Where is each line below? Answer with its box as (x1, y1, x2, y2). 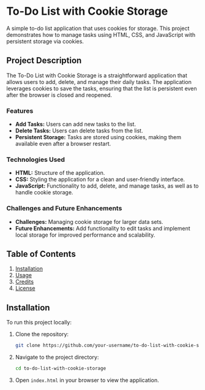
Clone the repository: (15, 331, 69, 338)
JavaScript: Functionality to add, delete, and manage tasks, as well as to (15, 182, 199, 189)
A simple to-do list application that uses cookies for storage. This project (6, 25, 190, 32)
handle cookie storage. (15, 189, 73, 196)
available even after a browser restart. (15, 140, 111, 148)
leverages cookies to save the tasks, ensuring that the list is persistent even (6, 85, 197, 92)
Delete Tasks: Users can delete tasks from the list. (15, 127, 143, 134)
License (15, 285, 35, 292)
